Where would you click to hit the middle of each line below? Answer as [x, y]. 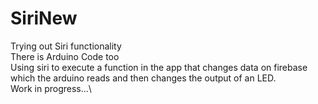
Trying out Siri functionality [66, 46]
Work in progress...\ [51, 88]
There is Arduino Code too [65, 56]
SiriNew [44, 18]
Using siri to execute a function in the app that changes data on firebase [159, 67]
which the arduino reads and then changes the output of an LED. [143, 78]
